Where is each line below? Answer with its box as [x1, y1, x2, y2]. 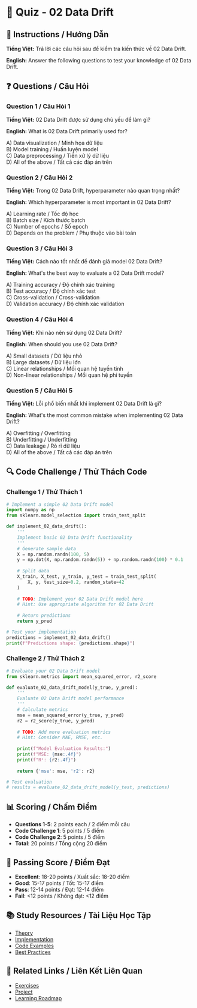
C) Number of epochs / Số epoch [6, 223, 89, 230]
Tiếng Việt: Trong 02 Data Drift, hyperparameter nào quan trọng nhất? [6, 187, 180, 194]
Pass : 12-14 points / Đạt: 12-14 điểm [14, 886, 104, 893]
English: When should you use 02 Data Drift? [6, 340, 118, 347]
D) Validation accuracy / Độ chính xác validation [6, 300, 125, 308]
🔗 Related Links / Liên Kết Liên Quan [6, 966, 143, 976]
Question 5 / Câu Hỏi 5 [6, 386, 73, 395]
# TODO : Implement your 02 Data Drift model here [17, 596, 144, 602]
